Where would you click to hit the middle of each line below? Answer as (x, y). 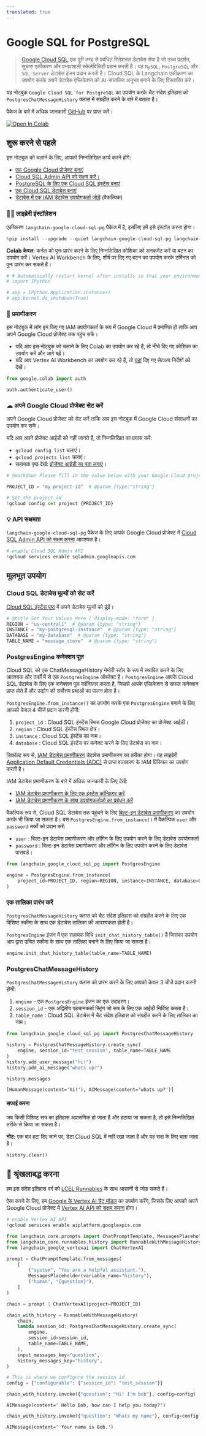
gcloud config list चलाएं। (48, 450)
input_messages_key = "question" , (59, 1355)
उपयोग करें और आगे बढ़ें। (40, 354)
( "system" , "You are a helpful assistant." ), (88, 1270)
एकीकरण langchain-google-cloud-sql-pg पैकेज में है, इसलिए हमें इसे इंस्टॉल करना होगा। (101, 227)
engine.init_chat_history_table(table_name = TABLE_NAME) (79, 954)
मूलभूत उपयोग (26, 576)
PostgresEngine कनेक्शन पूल (45, 656)
